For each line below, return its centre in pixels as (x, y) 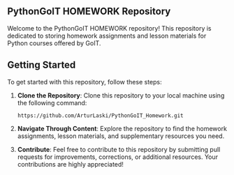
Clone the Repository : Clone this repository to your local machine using (121, 95)
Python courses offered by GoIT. (54, 43)
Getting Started (42, 65)
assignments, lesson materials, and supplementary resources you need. (121, 136)
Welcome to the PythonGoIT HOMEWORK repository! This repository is (109, 28)
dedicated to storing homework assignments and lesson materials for (107, 36)
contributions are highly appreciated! (71, 164)
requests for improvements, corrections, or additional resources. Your (118, 157)
